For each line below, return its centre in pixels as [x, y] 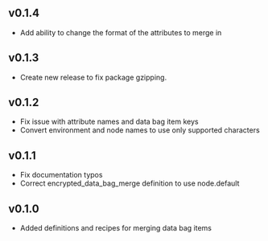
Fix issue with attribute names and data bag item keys [109, 122]
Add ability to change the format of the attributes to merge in [121, 32]
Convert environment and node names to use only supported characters [140, 130]
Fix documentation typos [61, 175]
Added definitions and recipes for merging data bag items [115, 228]
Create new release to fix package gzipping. [93, 77]
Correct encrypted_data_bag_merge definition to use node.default [130, 183]
